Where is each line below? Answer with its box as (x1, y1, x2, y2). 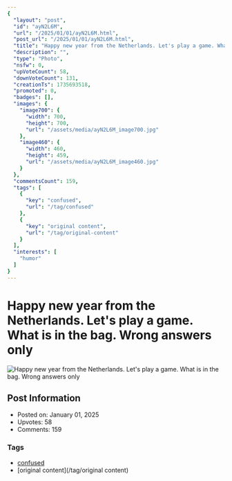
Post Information (7, 392, 81, 404)
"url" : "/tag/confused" (25, 204, 95, 211)
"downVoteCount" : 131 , (13, 74, 79, 82)
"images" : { (13, 100, 48, 107)
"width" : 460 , (25, 146, 67, 152)
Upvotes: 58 (17, 418, 52, 426)
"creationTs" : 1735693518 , (13, 81, 91, 88)
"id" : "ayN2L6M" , (13, 23, 64, 30)
